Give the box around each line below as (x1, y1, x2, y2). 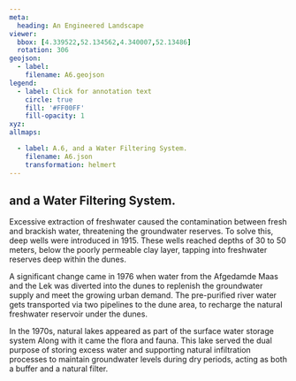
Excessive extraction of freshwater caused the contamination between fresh (9, 217, 287, 227)
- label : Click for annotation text (17, 87, 152, 95)
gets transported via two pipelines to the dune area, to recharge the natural (9, 300, 283, 310)
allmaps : (9, 128, 42, 137)
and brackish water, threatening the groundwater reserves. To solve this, (9, 226, 274, 237)
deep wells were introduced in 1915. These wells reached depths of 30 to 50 (9, 235, 287, 246)
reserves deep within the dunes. (9, 254, 126, 265)
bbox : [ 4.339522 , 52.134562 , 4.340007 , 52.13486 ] (17, 37, 192, 47)
